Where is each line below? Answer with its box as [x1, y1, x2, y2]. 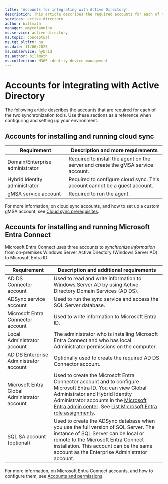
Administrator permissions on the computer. [54, 343, 157, 350]
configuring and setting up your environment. [5, 118, 98, 124]
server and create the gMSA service [68, 162, 154, 168]
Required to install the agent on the [68, 155, 151, 162]
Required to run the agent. [68, 190, 130, 197]
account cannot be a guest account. [68, 182, 153, 189]
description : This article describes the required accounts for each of [5, 12, 160, 17]
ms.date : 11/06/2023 [5, 44, 48, 49]
